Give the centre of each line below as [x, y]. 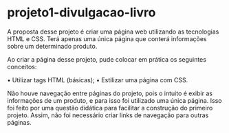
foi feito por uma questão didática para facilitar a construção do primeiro [110, 108]
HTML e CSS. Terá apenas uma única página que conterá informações [107, 38]
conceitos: [22, 66]
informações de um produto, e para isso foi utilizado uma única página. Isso [115, 100]
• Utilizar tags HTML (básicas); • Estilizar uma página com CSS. [98, 80]
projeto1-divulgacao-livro [81, 13]
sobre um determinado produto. [52, 46]
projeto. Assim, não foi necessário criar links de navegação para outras [108, 115]
